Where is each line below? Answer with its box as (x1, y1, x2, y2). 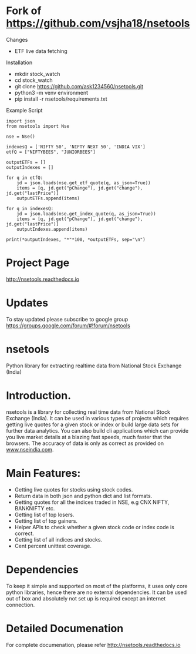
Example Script (6, 107, 43, 114)
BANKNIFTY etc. (14, 504, 55, 512)
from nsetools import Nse (6, 123, 69, 129)
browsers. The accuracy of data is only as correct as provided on (6, 440, 164, 447)
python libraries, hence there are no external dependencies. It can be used (6, 589, 187, 596)
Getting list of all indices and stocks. (14, 536, 103, 543)
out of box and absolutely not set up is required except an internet (6, 595, 166, 602)
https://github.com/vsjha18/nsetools (6, 16, 190, 30)
